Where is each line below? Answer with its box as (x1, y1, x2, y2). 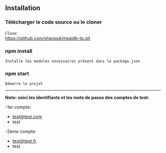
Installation (5, 4, 41, 12)
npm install (5, 47, 33, 54)
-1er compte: (5, 104, 31, 110)
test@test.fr (12, 138, 37, 144)
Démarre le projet (5, 81, 43, 86)
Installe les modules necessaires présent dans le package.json (5, 59, 140, 64)
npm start (5, 70, 30, 77)
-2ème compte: (5, 128, 37, 135)
